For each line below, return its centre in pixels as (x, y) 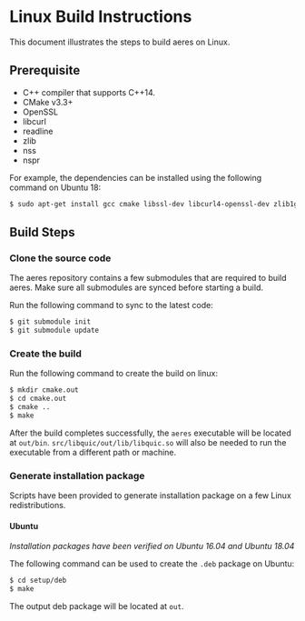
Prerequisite (45, 70)
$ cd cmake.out (38, 399)
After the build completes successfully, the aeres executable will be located (151, 433)
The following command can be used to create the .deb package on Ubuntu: (152, 564)
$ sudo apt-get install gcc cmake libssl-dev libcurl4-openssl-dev (140, 204)
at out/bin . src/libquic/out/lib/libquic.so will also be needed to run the (148, 442)
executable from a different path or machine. (93, 452)
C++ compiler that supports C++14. (89, 92)
